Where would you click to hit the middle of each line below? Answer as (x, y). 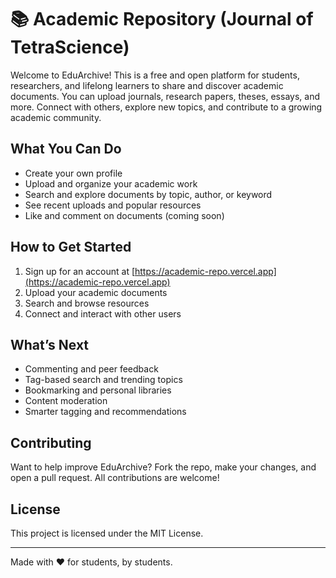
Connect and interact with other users (103, 313)
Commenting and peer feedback (91, 369)
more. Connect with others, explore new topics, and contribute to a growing (166, 107)
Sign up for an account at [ (80, 271)
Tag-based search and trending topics (103, 380)
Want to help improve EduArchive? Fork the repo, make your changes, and (163, 467)
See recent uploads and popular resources (113, 205)
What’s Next (50, 344)
